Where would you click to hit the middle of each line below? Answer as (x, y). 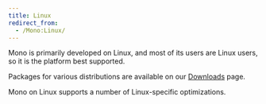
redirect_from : (33, 23)
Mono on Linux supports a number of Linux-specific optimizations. (117, 92)
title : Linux (30, 15)
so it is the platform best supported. (67, 61)
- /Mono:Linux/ (40, 30)
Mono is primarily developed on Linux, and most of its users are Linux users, (133, 53)
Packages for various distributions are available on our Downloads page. (127, 77)
